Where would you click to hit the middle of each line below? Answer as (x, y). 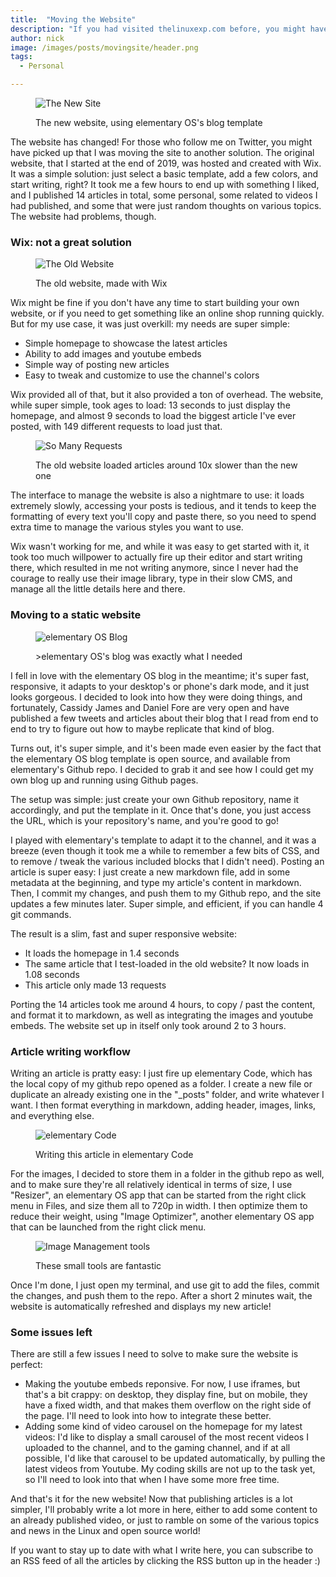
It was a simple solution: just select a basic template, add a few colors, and (164, 174)
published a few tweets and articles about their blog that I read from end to (164, 718)
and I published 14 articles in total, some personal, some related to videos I (164, 195)
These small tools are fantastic (98, 1265)
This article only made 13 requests (95, 985)
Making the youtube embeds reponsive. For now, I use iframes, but (162, 1384)
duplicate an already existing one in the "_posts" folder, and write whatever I (167, 1094)
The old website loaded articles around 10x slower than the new (166, 465)
